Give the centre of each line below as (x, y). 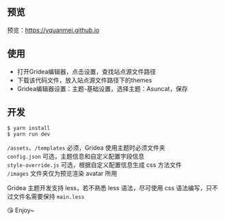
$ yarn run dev (29, 134)
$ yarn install (29, 129)
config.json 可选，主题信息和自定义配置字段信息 (76, 157)
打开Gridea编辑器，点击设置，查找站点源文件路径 (86, 71)
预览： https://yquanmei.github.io (53, 30)
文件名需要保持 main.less (49, 196)
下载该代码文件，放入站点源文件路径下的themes (84, 80)
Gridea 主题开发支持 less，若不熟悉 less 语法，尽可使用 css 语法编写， (107, 188)
